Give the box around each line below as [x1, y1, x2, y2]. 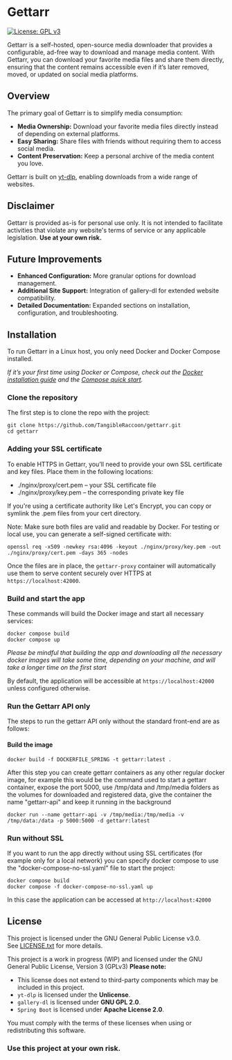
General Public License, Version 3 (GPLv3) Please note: [7, 962, 166, 970]
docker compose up [7, 636, 60, 643]
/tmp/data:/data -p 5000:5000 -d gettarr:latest [7, 817, 150, 824]
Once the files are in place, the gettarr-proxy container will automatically [7, 561, 216, 570]
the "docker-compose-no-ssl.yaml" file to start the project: [7, 863, 175, 872]
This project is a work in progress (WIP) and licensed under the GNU [7, 954, 203, 963]
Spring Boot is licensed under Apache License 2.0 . [17, 1005, 165, 1013]
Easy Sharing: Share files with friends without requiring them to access [17, 137, 222, 145]
